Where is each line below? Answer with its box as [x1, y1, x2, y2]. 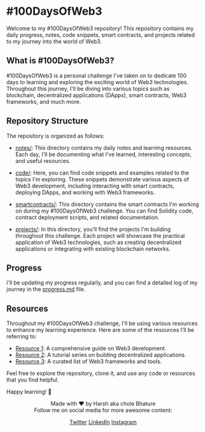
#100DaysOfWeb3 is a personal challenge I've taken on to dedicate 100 [6, 72, 187, 79]
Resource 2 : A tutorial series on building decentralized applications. [15, 351, 187, 359]
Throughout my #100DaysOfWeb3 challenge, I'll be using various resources [6, 320, 198, 327]
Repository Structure [6, 116, 89, 127]
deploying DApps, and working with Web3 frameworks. [15, 189, 155, 196]
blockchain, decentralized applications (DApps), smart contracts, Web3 [6, 91, 187, 99]
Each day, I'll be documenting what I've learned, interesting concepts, [15, 151, 192, 158]
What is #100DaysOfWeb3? [6, 55, 115, 66]
